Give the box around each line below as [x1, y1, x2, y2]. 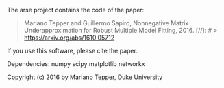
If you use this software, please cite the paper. [7, 47, 138, 55]
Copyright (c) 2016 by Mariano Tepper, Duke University [7, 73, 163, 81]
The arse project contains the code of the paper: [7, 6, 145, 14]
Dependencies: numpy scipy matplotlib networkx [7, 60, 145, 68]
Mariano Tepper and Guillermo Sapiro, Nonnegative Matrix [23, 19, 189, 27]
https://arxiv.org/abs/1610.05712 [23, 33, 115, 42]
